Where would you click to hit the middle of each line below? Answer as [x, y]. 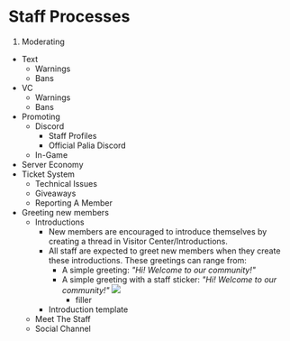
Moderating [43, 41]
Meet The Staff [63, 318]
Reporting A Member [74, 203]
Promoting [41, 116]
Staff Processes [69, 17]
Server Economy [52, 164]
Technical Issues [66, 183]
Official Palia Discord [87, 145]
